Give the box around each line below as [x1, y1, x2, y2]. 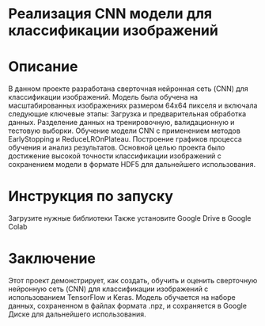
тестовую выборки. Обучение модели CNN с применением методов [8, 126, 241, 135]
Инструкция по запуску [8, 188, 174, 206]
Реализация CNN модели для [8, 5, 212, 23]
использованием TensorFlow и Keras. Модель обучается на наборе [8, 293, 236, 301]
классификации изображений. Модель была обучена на [8, 93, 199, 102]
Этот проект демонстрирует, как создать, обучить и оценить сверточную [8, 276, 258, 285]
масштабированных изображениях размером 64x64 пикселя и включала [8, 100, 258, 111]
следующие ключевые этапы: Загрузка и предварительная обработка [8, 109, 247, 119]
